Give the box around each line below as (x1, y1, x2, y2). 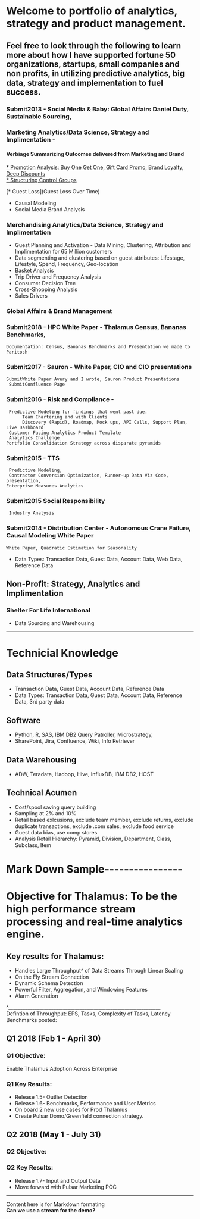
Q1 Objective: (6, 1052, 46, 1060)
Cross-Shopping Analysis (14, 286, 77, 293)
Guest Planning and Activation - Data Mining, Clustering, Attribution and (14, 241, 192, 248)
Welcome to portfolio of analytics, (6, 4, 177, 18)
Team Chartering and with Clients (21, 414, 108, 420)
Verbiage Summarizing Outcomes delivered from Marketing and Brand (6, 151, 185, 158)
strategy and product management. (6, 17, 186, 30)
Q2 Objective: (6, 1148, 47, 1156)
